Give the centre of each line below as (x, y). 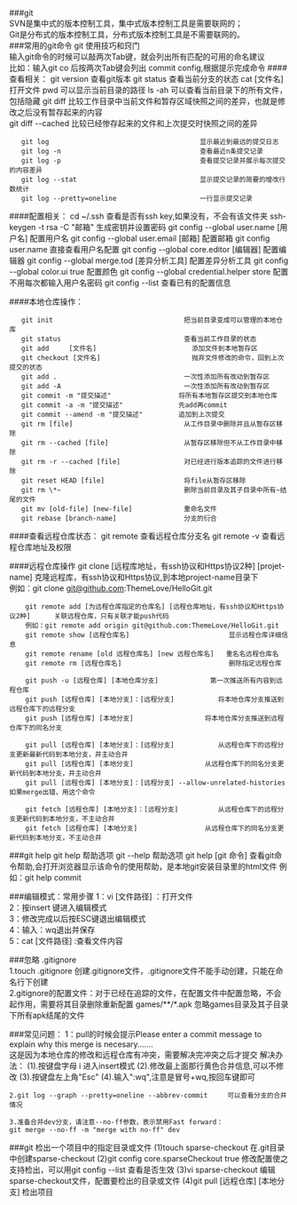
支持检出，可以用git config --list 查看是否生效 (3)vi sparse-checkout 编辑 (143, 1169)
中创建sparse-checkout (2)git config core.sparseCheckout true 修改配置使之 (149, 1158)
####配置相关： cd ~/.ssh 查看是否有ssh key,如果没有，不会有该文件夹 (139, 216)
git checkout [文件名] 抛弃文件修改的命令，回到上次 (152, 358)
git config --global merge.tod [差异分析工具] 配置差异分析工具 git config (157, 260)
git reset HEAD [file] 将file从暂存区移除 (133, 481)
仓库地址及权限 (44, 547)
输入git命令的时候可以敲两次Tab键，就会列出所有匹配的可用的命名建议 (137, 56)
